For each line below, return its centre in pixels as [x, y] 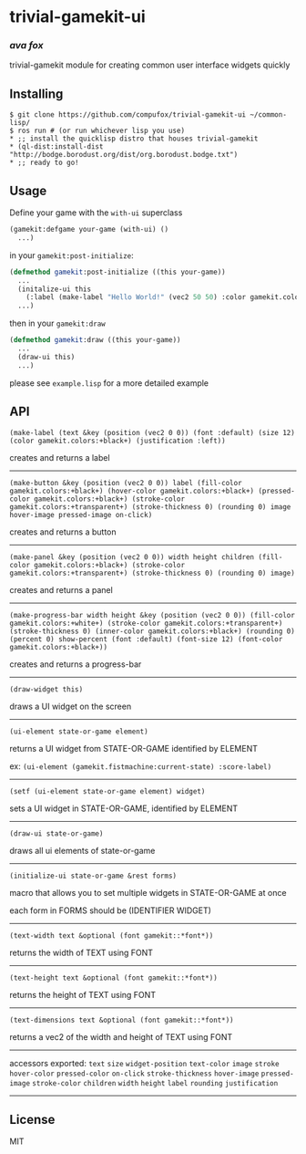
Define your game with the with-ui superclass [96, 213]
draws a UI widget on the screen [71, 706]
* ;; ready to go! [44, 163]
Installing [36, 94]
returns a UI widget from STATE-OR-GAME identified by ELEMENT [133, 748]
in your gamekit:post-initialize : [71, 255]
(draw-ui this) [46, 357]
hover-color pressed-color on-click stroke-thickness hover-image [134, 1074]
